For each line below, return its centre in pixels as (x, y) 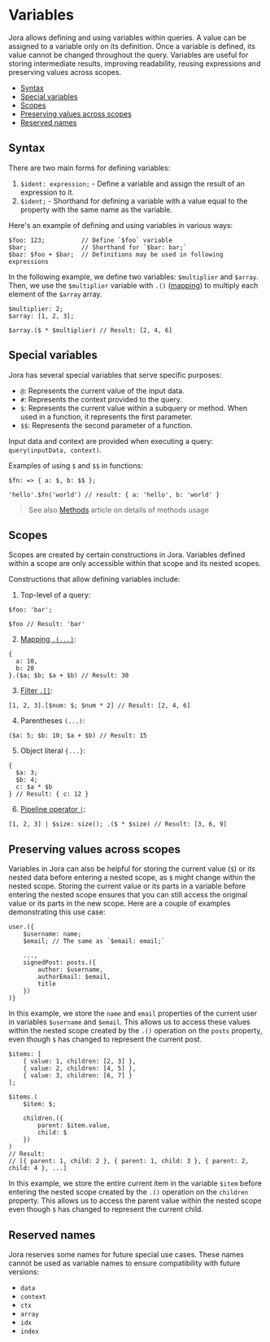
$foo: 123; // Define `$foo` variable (91, 240)
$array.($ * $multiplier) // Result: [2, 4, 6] (91, 330)
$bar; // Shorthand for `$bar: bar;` (98, 247)
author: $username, (71, 970)
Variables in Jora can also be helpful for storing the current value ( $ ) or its (132, 869)
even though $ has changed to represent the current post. (105, 1039)
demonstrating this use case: (57, 912)
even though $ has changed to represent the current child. (106, 1209)
